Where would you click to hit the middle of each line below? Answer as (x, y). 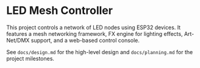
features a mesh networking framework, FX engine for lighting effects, (95, 33)
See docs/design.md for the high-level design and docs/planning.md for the (100, 52)
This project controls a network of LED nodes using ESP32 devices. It (94, 27)
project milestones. (30, 58)
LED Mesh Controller (59, 11)
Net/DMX (18, 40)
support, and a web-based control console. (85, 40)
